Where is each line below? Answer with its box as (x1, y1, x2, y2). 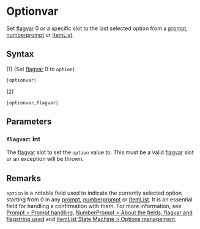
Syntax (6, 49, 34, 60)
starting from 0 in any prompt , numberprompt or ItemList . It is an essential (6, 196, 193, 203)
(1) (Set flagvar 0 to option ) (6, 65, 75, 72)
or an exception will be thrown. (6, 155, 84, 163)
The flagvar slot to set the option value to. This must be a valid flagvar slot (6, 149, 194, 156)
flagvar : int (6, 135, 41, 144)
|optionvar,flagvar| (6, 99, 59, 106)
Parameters (6, 117, 52, 127)
